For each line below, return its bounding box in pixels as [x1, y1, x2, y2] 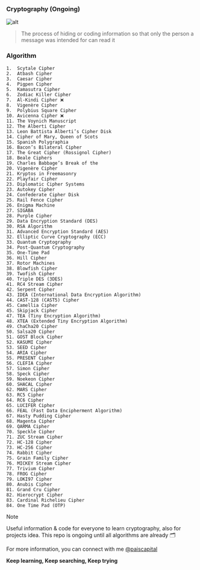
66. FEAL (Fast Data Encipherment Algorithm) [6, 407, 122, 414]
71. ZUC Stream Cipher [6, 434, 63, 440]
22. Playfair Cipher [6, 176, 58, 182]
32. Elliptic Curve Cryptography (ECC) [6, 234, 107, 240]
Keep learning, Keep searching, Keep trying [6, 557, 118, 564]
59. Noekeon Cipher [6, 376, 55, 382]
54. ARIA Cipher [6, 350, 47, 356]
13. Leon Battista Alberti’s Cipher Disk [6, 128, 112, 134]
